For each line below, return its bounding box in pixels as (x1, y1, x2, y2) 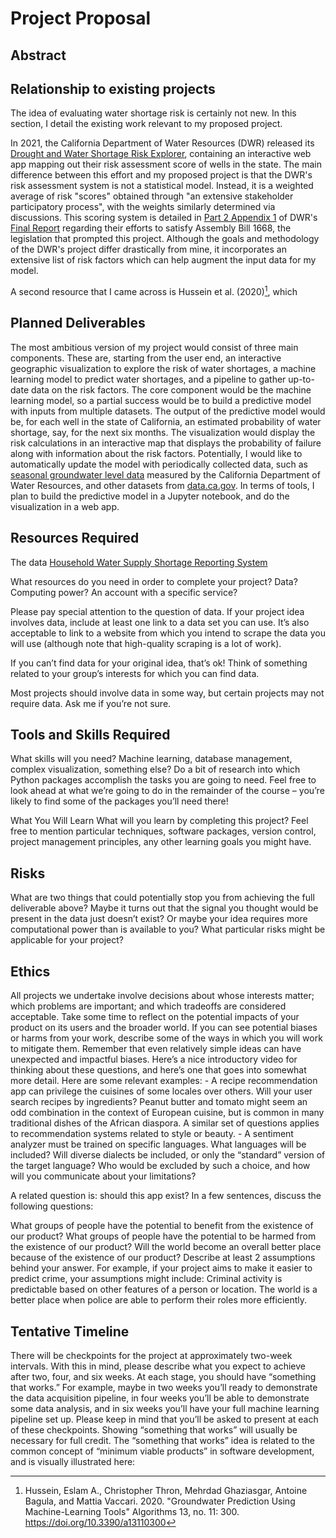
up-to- (288, 373, 315, 385)
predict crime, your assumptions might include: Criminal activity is (10, 1273, 283, 1285)
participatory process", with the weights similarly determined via (10, 201, 276, 213)
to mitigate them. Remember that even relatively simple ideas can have (10, 1043, 302, 1055)
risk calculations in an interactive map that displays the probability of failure (10, 437, 322, 449)
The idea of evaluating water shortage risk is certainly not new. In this (10, 107, 297, 119)
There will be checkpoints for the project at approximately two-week (10, 1349, 293, 1361)
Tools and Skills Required (10, 727, 171, 744)
